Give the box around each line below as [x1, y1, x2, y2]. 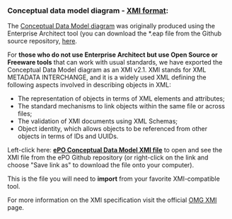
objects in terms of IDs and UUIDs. [17, 132, 119, 140]
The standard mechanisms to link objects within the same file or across [17, 102, 225, 111]
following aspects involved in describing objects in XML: [7, 81, 171, 89]
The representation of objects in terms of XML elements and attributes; [17, 94, 225, 103]
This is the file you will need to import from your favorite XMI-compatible [7, 174, 221, 183]
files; [17, 109, 33, 118]
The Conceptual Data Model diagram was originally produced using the [7, 22, 216, 30]
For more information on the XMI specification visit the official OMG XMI [7, 196, 217, 204]
